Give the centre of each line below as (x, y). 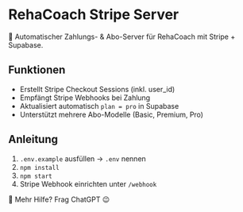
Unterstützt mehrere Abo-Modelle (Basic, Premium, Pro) (112, 114)
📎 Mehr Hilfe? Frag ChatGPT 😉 (59, 199)
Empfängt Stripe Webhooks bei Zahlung (85, 98)
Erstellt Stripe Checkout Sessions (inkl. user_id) (97, 89)
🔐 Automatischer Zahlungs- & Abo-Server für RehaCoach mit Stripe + (122, 37)
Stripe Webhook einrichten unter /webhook (88, 183)
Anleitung (33, 139)
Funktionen (37, 70)
